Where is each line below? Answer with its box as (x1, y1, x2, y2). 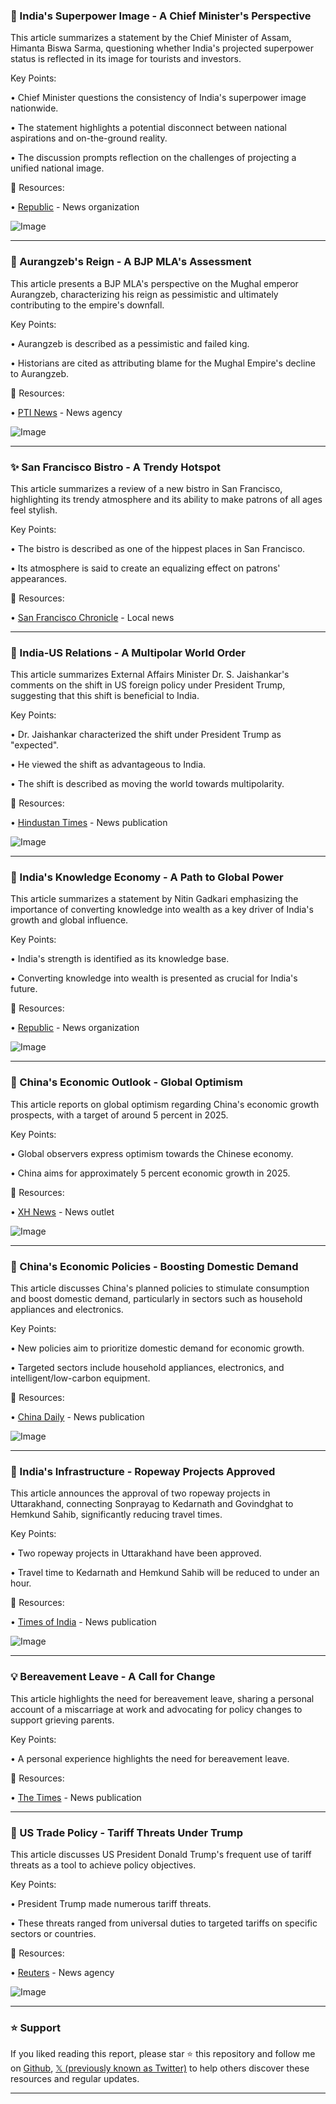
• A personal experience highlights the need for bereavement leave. (10, 1752, 290, 1764)
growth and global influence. (10, 914, 129, 926)
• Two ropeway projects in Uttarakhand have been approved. (10, 1547, 262, 1559)
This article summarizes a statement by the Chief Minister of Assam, (10, 32, 292, 44)
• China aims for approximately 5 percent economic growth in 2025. (10, 1167, 291, 1179)
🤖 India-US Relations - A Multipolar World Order (10, 645, 247, 659)
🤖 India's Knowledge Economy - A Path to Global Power (10, 870, 284, 884)
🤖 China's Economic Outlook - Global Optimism (10, 1075, 243, 1089)
